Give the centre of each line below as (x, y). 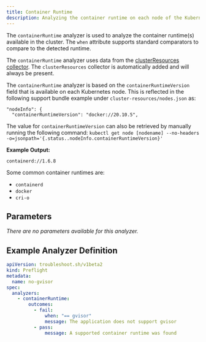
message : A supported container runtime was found (111, 333)
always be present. (30, 73)
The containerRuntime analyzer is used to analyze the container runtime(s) (100, 35)
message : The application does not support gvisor (111, 321)
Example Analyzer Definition (62, 250)
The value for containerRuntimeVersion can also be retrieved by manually (99, 126)
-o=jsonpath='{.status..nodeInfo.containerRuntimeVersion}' (85, 139)
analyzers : (26, 293)
